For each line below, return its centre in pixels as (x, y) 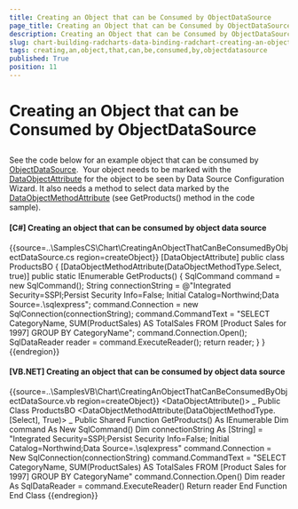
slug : (19, 42)
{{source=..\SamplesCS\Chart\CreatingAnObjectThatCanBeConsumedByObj (149, 247)
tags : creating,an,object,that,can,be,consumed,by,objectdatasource (138, 51)
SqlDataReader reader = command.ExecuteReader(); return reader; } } (137, 342)
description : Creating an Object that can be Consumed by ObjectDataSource (152, 34)
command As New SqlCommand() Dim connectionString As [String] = (136, 429)
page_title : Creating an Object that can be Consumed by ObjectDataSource (150, 26)
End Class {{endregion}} (54, 495)
